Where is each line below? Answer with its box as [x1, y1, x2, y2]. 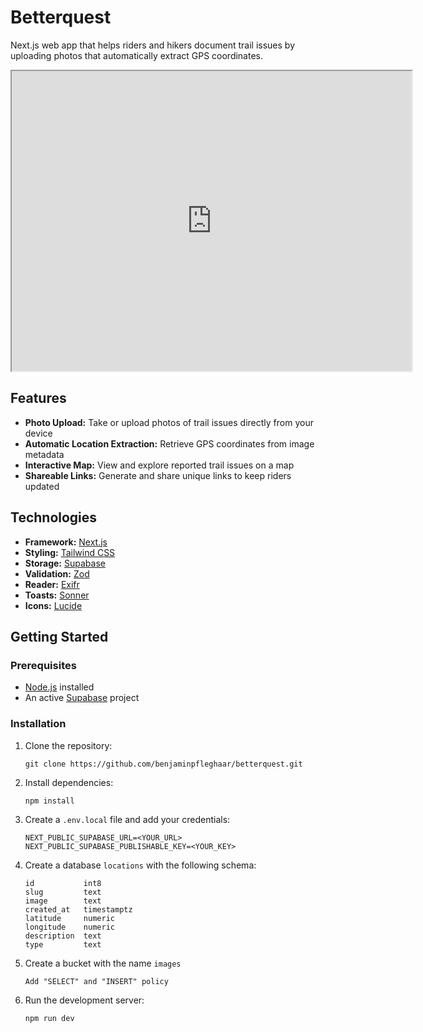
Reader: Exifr [24, 578, 80, 590]
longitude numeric [24, 922, 115, 932]
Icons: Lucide [24, 599, 83, 611]
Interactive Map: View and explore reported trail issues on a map [24, 459, 295, 471]
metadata [24, 448, 65, 460]
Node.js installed [24, 681, 95, 693]
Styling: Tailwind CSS [24, 546, 116, 558]
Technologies [10, 509, 98, 526]
